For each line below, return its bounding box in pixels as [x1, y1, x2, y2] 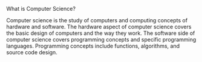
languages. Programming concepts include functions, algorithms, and [6, 42, 180, 49]
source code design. [6, 49, 57, 56]
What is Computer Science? [6, 5, 76, 12]
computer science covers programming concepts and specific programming [6, 36, 197, 43]
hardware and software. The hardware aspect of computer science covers [6, 23, 192, 30]
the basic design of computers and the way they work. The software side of [6, 29, 195, 37]
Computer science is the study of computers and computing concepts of [6, 17, 188, 23]
